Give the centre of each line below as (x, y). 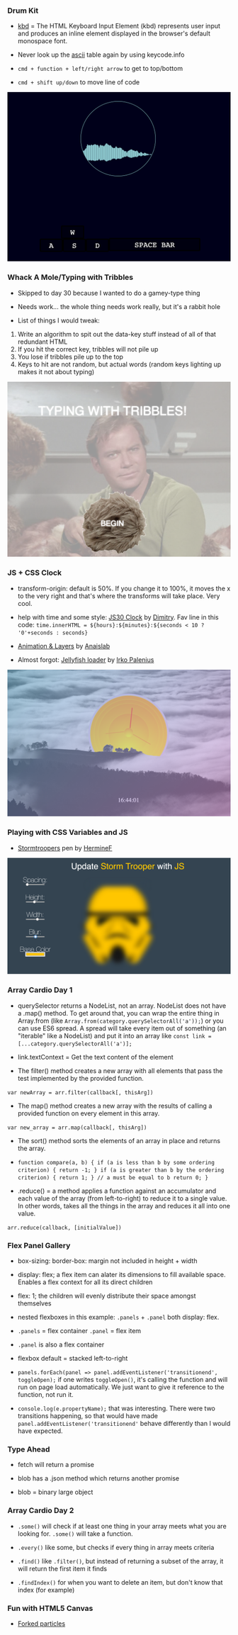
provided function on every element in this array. (89, 1113)
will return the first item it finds (62, 1568)
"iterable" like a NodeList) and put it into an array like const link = (114, 1035)
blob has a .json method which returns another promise (98, 1478)
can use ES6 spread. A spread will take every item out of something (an (122, 1028)
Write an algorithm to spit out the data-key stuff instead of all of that (117, 334)
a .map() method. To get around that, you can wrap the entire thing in (118, 1013)
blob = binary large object (55, 1492)
